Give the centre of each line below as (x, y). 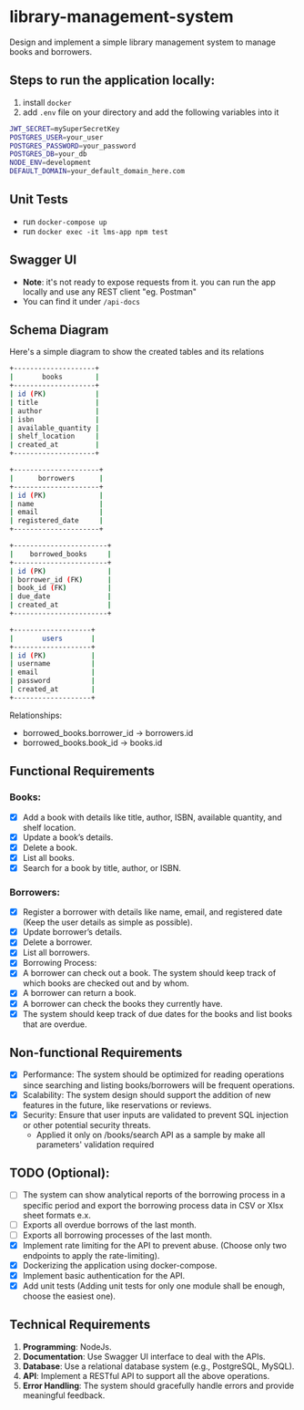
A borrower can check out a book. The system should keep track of (149, 973)
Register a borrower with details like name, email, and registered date (152, 912)
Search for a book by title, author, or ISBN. (102, 867)
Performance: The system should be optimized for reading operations (153, 1074)
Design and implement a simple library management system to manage (142, 42)
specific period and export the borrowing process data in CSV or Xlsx (153, 1205)
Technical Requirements (80, 1325)
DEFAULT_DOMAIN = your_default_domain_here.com (97, 171)
